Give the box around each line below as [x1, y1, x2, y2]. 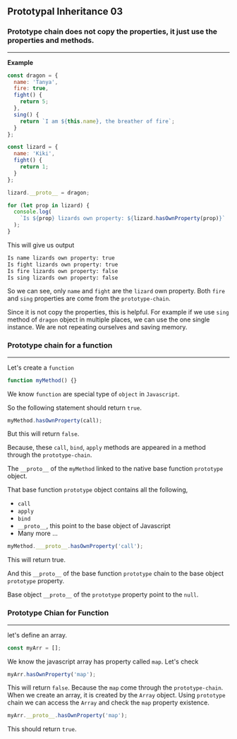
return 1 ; [20, 164, 49, 171]
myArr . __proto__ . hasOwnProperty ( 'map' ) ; [7, 712, 128, 719]
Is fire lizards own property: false [7, 267, 119, 274]
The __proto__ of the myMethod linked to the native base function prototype [7, 465, 224, 473]
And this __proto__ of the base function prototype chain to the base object [7, 569, 224, 578]
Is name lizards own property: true [7, 254, 115, 262]
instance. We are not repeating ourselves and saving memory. [7, 323, 188, 331]
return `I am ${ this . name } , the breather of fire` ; [20, 118, 175, 125]
